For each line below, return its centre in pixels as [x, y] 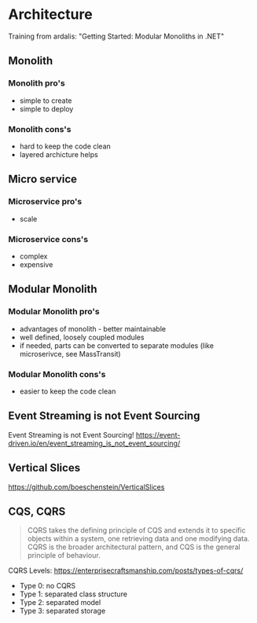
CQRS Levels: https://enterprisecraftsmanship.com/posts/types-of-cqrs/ [126, 570]
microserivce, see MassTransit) [70, 354]
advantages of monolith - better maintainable [93, 328]
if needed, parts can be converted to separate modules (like [117, 345]
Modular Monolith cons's [57, 374]
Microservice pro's [45, 202]
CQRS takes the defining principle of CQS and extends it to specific [136, 530]
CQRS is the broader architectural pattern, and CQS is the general [134, 547]
